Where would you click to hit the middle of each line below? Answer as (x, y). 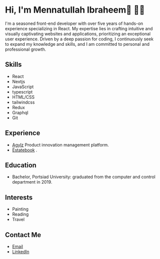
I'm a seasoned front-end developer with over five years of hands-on (74, 23)
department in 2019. (32, 182)
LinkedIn (21, 252)
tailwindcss (23, 102)
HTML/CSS (23, 97)
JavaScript (23, 87)
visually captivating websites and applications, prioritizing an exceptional (78, 34)
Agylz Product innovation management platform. (60, 145)
